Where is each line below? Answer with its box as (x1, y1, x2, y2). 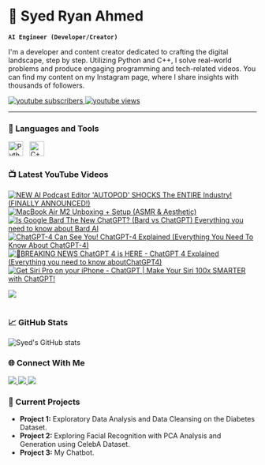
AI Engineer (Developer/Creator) (8, 33, 118, 41)
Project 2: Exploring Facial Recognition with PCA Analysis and (19, 430, 222, 441)
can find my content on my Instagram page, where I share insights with (8, 72, 239, 81)
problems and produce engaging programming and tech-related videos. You (8, 63, 256, 73)
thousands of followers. (8, 81, 85, 90)
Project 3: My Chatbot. (19, 448, 95, 457)
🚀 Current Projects (8, 396, 80, 407)
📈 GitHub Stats (8, 317, 69, 328)
